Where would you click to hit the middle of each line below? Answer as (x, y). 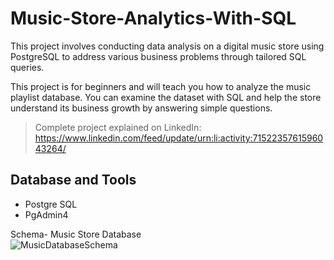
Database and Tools (73, 180)
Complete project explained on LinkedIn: (118, 127)
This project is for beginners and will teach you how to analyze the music (161, 86)
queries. (27, 67)
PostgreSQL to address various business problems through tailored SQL (158, 56)
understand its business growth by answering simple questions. (141, 108)
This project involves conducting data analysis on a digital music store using (167, 46)
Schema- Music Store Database (76, 234)
